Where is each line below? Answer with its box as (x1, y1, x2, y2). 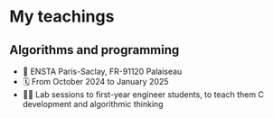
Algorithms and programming (9, 42, 180, 58)
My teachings (9, 6, 115, 27)
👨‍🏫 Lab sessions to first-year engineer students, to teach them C (22, 89, 265, 100)
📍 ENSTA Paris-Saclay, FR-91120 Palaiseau (22, 66, 183, 77)
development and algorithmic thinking (22, 99, 165, 109)
